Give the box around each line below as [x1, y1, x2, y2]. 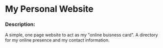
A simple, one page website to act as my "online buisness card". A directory [5, 32, 158, 38]
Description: [5, 21, 35, 28]
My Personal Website [5, 3, 94, 15]
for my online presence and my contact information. [5, 37, 110, 43]
